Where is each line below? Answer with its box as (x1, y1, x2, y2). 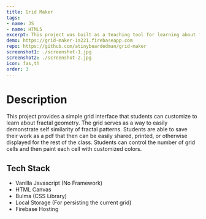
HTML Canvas (15, 186, 51, 193)
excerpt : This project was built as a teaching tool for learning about (6, 32, 196, 38)
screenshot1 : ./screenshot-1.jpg (6, 49, 92, 55)
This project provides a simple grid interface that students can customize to (6, 113, 197, 120)
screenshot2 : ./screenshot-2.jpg (6, 55, 92, 61)
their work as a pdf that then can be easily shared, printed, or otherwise (6, 133, 188, 140)
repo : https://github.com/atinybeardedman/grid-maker (6, 44, 147, 50)
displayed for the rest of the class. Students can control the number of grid (6, 139, 196, 146)
